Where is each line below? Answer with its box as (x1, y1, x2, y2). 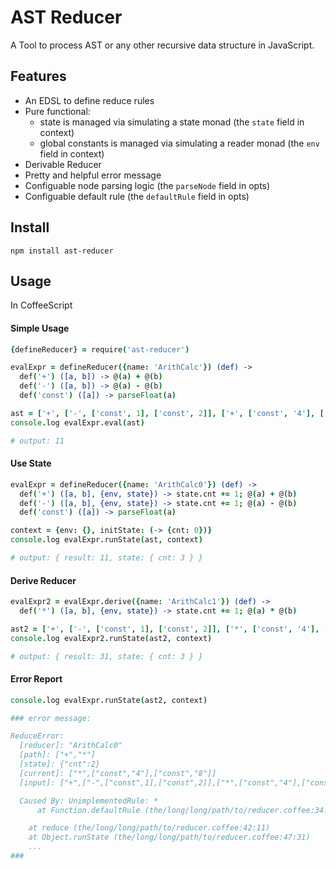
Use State (10, 457, 52, 470)
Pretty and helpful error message (24, 169, 162, 181)
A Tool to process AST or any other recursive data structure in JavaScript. (10, 39, 315, 51)
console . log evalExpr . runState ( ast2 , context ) (10, 695, 208, 705)
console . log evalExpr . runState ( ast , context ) (10, 535, 203, 545)
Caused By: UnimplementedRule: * (19, 796, 159, 806)
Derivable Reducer (24, 158, 102, 170)
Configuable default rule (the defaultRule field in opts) (24, 190, 250, 202)
